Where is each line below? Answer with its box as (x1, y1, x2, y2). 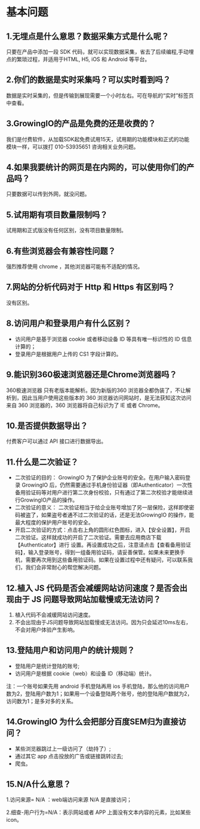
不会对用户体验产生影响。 (14, 626, 78, 633)
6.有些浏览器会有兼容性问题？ (6, 246, 116, 256)
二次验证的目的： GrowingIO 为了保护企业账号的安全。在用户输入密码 (14, 474, 186, 481)
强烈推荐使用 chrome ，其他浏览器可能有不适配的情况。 (6, 263, 143, 270)
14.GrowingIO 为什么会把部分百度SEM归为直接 (6, 716, 179, 727)
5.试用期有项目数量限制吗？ (6, 209, 108, 220)
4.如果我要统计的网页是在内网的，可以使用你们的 (6, 162, 187, 172)
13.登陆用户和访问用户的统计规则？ (6, 645, 136, 655)
